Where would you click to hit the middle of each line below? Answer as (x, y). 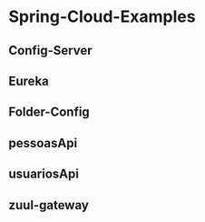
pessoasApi (43, 143)
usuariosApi (44, 174)
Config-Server (50, 50)
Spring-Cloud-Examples (102, 17)
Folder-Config (49, 112)
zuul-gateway (49, 205)
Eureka (29, 81)
